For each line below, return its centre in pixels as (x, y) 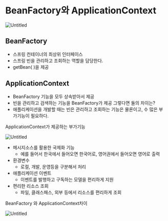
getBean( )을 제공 (31, 67)
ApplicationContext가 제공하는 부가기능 (45, 127)
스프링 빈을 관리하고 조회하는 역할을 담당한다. (58, 61)
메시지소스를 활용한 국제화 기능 (44, 147)
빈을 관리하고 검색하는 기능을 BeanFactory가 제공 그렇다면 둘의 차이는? (84, 103)
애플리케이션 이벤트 (32, 173)
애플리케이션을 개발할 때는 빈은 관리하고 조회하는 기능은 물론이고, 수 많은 (85, 109)
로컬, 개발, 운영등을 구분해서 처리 (53, 167)
